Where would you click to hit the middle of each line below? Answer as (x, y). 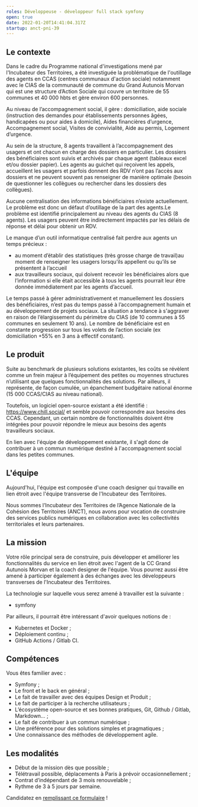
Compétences (33, 659)
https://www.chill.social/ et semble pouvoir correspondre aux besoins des (96, 411)
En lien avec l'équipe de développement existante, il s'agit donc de (87, 442)
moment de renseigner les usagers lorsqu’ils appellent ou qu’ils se (95, 262)
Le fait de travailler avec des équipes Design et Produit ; (83, 697)
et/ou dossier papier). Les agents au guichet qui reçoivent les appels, (90, 165)
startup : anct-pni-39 (33, 28)
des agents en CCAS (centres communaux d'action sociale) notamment (93, 79)
